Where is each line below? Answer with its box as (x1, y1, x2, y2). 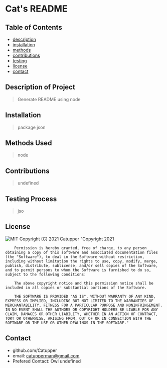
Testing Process (5, 195, 57, 203)
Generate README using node (17, 96, 81, 102)
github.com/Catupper (12, 347, 57, 353)
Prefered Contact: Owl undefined (12, 358, 81, 364)
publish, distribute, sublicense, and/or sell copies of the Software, (5, 263, 158, 268)
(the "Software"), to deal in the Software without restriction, (5, 254, 144, 259)
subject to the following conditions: (5, 272, 86, 277)
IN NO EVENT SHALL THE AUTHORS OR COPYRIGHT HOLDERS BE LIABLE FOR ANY (5, 307, 158, 312)
